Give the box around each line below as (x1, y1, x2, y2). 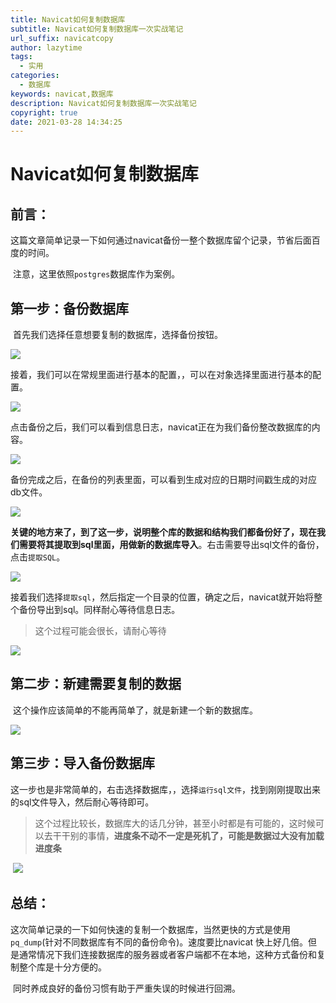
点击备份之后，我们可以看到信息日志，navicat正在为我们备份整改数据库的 (10, 421, 312, 433)
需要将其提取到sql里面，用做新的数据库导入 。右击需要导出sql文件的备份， (18, 539, 325, 551)
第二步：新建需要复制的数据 (10, 676, 182, 693)
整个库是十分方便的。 (18, 961, 107, 973)
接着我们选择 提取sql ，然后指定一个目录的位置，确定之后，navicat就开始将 (10, 591, 315, 603)
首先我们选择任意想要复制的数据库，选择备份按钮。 (12, 329, 223, 341)
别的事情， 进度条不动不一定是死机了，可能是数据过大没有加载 (69, 829, 325, 841)
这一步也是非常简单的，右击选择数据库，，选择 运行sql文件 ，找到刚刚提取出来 (10, 783, 322, 795)
